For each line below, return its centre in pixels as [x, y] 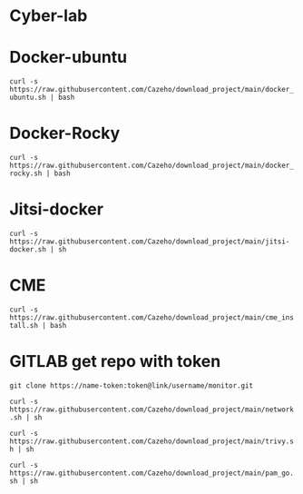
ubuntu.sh [28, 98]
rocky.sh [26, 173]
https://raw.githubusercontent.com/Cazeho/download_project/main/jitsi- [150, 242]
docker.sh [28, 250]
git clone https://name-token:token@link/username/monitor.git [132, 385]
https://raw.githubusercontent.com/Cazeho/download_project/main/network [152, 410]
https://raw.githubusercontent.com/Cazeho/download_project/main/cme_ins [152, 317]
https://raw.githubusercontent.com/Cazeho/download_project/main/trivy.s [152, 441]
